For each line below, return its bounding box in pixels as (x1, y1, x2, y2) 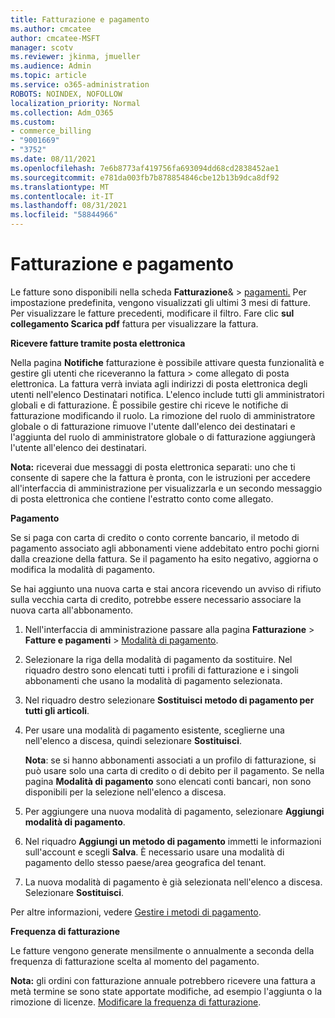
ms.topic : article (10, 71, 87, 81)
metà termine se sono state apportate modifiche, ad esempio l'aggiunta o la (10, 985, 323, 997)
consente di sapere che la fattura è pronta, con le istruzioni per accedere (10, 471, 311, 483)
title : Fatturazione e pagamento (10, 14, 150, 25)
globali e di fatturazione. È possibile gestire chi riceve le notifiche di (10, 399, 289, 411)
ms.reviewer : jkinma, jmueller (10, 52, 141, 62)
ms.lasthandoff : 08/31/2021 (10, 201, 128, 211)
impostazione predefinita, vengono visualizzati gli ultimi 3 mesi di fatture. (10, 296, 311, 308)
